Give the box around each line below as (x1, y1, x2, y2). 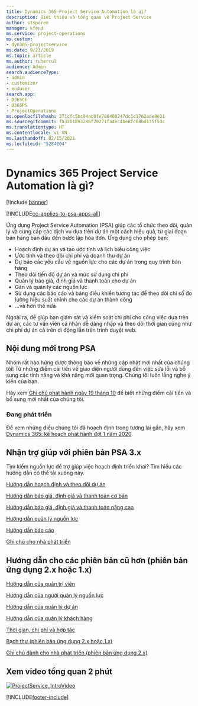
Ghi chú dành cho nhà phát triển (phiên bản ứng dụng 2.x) (6, 649, 148, 656)
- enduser (6, 86, 31, 92)
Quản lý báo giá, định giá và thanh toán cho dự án (14, 277, 137, 284)
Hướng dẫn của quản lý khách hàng (6, 615, 93, 622)
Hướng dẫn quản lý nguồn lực (6, 515, 79, 522)
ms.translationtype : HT (6, 124, 65, 130)
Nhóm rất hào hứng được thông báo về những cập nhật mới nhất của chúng (6, 359, 190, 366)
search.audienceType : (6, 69, 60, 75)
